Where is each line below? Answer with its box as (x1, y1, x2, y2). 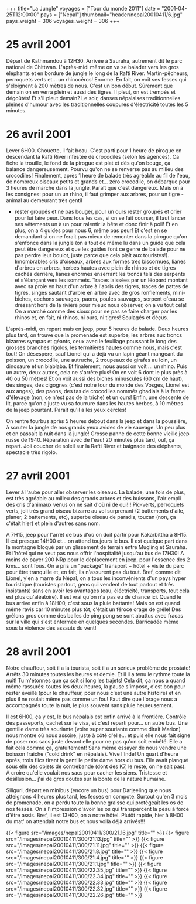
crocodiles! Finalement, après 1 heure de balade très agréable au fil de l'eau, (6, 172, 190, 179)
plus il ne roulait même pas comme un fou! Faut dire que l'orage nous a (6, 695, 177, 702)
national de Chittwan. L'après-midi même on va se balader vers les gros (6, 63, 180, 70)
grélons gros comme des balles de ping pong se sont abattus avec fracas (6, 612, 183, 619)
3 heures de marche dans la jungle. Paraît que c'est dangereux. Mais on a (6, 184, 184, 191)
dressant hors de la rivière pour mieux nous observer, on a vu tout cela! (14, 301, 187, 308)
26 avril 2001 (6, 128, 71, 141)
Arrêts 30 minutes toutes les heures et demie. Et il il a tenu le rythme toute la (6, 670, 190, 677)
